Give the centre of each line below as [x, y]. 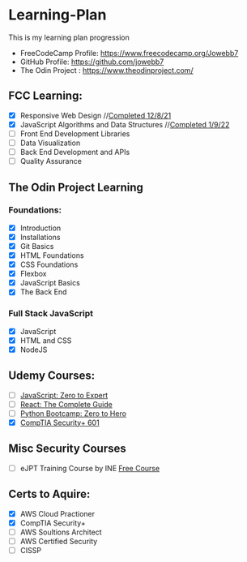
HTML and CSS [46, 340]
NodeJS [34, 350]
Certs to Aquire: [49, 494]
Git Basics [37, 246]
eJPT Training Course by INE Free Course [90, 468]
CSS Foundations [49, 264]
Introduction [40, 228]
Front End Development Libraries [75, 133]
